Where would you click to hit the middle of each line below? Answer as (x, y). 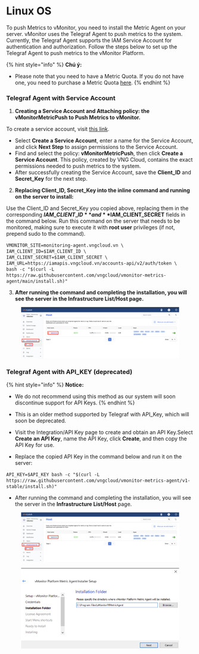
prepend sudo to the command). (46, 234)
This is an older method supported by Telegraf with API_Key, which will (102, 414)
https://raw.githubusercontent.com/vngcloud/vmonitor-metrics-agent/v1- (98, 480)
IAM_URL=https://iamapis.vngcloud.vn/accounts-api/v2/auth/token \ (92, 264)
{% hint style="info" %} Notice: (45, 385)
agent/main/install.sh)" (37, 282)
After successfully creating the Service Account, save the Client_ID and (103, 172)
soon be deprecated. (41, 421)
